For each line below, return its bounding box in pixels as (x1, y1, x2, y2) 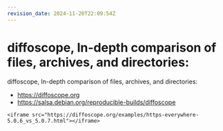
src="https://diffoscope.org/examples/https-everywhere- (32, 111, 199, 118)
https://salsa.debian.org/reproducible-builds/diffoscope (17, 98, 176, 106)
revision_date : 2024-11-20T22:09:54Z (7, 10, 116, 17)
